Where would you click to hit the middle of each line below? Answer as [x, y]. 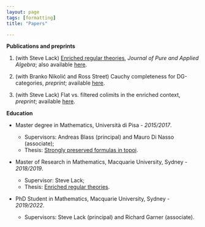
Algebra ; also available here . [51, 64]
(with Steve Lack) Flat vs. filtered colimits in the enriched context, [98, 95]
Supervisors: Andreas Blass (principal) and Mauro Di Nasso [99, 137]
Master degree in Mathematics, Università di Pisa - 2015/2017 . [94, 125]
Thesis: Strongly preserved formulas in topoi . [81, 150]
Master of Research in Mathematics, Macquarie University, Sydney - [101, 162]
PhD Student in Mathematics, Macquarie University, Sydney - [92, 199]
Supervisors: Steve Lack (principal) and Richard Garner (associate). [109, 217]
